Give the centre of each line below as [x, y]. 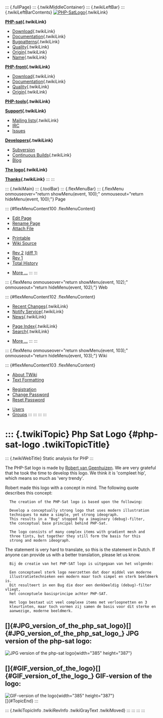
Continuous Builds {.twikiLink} [42, 155]
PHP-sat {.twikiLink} [26, 22]
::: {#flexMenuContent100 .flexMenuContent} [50, 209]
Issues [19, 131]
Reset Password [28, 400]
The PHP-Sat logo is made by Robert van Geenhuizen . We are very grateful [81, 468]
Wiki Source [24, 243]
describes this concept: [29, 493]
